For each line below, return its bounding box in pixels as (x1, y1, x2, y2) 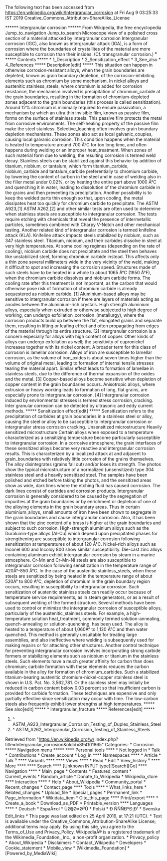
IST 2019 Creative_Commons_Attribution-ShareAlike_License (5, 15, 130, 21)
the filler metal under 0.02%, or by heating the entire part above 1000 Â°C (5, 179, 157, 185)
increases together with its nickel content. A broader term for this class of (5, 344, 157, 350)
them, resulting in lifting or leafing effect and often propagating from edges (5, 323, 160, 329)
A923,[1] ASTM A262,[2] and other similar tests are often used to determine (5, 205, 161, 211)
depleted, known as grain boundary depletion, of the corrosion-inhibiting (5, 73, 155, 78)
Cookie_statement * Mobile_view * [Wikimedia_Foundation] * (5, 845, 130, 851)
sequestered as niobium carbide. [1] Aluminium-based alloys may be (5, 291, 146, 297)
